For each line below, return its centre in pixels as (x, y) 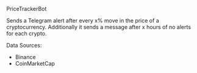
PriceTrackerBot (27, 9)
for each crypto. (27, 33)
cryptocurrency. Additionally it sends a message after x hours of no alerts (99, 27)
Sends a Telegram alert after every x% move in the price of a (83, 20)
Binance (25, 57)
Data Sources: (24, 45)
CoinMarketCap (35, 64)
